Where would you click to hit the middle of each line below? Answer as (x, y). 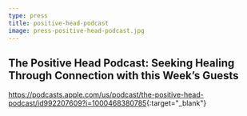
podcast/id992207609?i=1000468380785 (78, 103)
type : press (28, 16)
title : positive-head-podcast (59, 23)
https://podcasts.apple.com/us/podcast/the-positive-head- (106, 95)
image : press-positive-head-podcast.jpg (77, 30)
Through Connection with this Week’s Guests (124, 76)
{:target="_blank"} (177, 103)
